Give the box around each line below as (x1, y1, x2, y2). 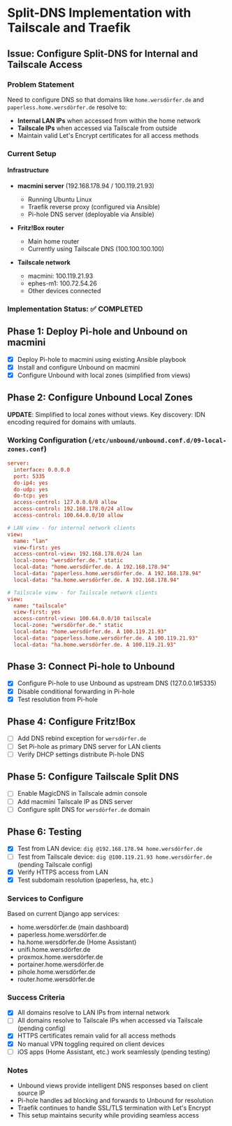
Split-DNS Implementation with (7, 5, 191, 21)
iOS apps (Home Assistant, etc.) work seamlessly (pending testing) (17, 1048, 211, 1056)
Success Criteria (7, 992, 65, 1002)
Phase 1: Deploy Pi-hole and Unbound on (7, 325, 188, 337)
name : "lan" (13, 537, 49, 544)
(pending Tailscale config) (17, 860, 93, 868)
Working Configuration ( (7, 435, 92, 445)
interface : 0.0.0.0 (13, 466, 71, 473)
